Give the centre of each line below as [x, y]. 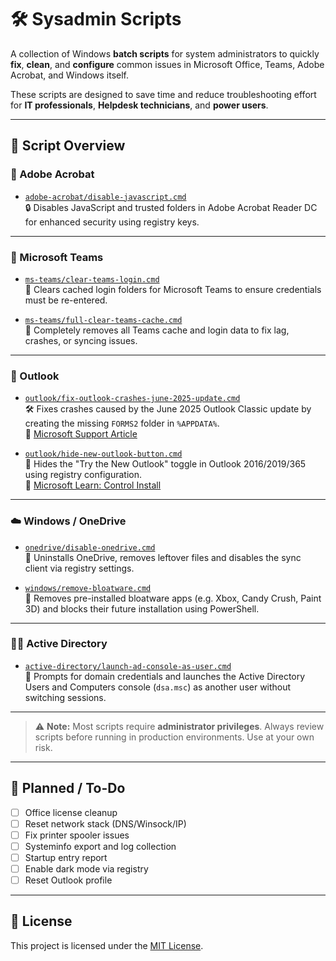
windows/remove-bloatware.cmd [88, 588]
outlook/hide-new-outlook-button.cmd [103, 454]
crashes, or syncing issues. [81, 340]
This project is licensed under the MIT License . [107, 945]
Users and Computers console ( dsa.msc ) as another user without [158, 687]
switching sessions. [65, 697]
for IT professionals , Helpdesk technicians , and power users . [139, 105]
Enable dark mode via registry [86, 868]
